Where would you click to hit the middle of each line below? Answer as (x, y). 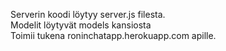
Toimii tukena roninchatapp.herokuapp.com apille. (113, 35)
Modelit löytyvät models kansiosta (81, 25)
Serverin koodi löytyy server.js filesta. (88, 14)
